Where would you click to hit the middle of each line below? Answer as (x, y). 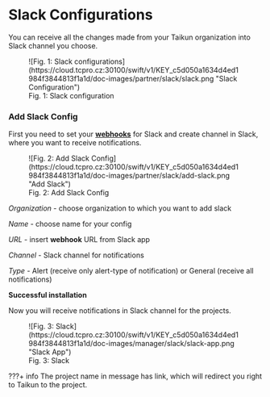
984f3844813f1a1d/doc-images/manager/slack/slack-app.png (132, 344)
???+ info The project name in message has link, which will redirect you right (135, 376)
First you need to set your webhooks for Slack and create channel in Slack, (133, 134)
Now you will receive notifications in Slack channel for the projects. (120, 311)
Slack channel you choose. (53, 45)
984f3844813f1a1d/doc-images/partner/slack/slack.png (121, 78)
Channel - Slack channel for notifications (77, 255)
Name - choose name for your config (70, 224)
